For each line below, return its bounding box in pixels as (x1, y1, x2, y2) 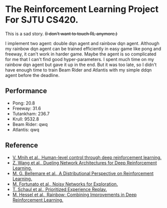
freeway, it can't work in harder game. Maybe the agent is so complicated (5, 51, 157, 57)
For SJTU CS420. (5, 14, 79, 25)
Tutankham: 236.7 (12, 110, 50, 116)
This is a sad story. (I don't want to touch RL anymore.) (5, 30, 118, 36)
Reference (5, 141, 38, 149)
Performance (5, 86, 47, 95)
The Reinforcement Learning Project (5, 3, 159, 15)
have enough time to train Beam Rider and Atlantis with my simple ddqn (5, 66, 152, 73)
